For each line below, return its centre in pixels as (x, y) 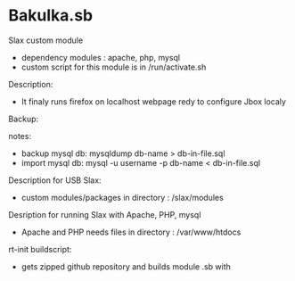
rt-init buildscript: (40, 249)
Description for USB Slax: (55, 180)
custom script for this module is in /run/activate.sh (114, 67)
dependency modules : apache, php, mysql (100, 57)
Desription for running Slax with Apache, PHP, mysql (105, 214)
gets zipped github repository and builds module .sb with (126, 266)
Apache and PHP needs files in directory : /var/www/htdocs (131, 232)
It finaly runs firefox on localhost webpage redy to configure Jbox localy (154, 101)
